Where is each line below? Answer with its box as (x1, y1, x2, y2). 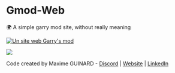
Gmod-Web (6, 4, 65, 17)
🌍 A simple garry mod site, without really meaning (6, 23, 131, 30)
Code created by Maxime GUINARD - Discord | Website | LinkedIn (6, 60, 169, 67)
